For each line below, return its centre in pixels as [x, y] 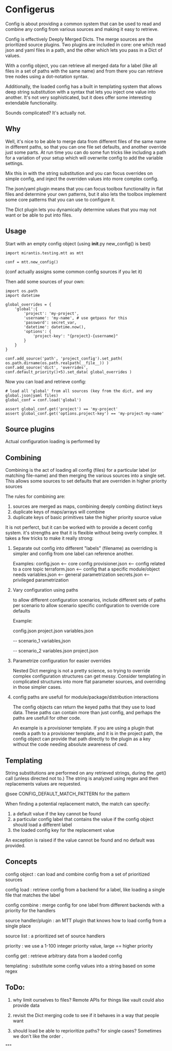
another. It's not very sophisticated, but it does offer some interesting [79, 97]
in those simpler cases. [37, 687]
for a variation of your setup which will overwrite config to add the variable [84, 157]
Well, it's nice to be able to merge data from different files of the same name [86, 141]
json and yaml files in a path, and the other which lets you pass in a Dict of [84, 50]
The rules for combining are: [35, 496]
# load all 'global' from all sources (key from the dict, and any [79, 391]
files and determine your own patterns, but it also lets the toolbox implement [86, 194]
